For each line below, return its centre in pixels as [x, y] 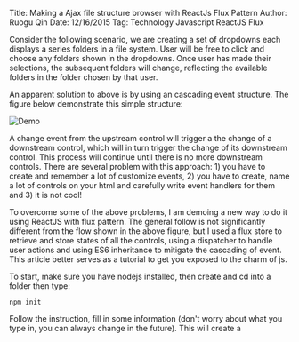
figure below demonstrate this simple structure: [96, 104]
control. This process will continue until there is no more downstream [136, 157]
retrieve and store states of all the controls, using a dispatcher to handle [141, 240]
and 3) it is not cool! [46, 195]
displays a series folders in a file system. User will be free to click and [137, 49]
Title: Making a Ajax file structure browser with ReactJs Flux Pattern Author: [148, 13]
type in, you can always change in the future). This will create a [125, 328]
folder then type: [40, 286]
